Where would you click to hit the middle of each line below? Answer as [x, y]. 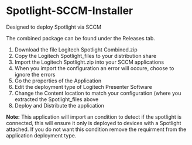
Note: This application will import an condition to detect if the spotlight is [94, 117]
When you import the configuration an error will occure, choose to [94, 68]
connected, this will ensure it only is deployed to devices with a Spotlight [94, 123]
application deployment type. [41, 135]
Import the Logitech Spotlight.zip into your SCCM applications [89, 62]
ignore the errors [35, 74]
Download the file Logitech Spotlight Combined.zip [76, 49]
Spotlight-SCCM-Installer [70, 11]
